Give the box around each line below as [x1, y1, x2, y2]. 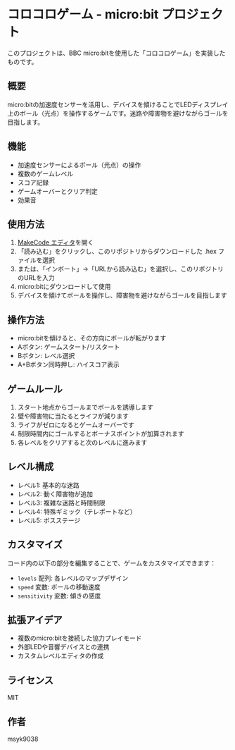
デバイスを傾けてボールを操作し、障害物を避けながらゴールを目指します [17, 291, 227, 300]
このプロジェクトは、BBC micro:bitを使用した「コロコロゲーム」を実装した [7, 49, 226, 57]
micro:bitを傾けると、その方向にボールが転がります [17, 334, 167, 343]
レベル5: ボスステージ [17, 516, 81, 524]
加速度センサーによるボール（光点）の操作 [17, 160, 141, 169]
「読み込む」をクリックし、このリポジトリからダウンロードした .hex [17, 247, 217, 256]
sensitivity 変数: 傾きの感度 [17, 591, 101, 600]
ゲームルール [7, 383, 63, 395]
